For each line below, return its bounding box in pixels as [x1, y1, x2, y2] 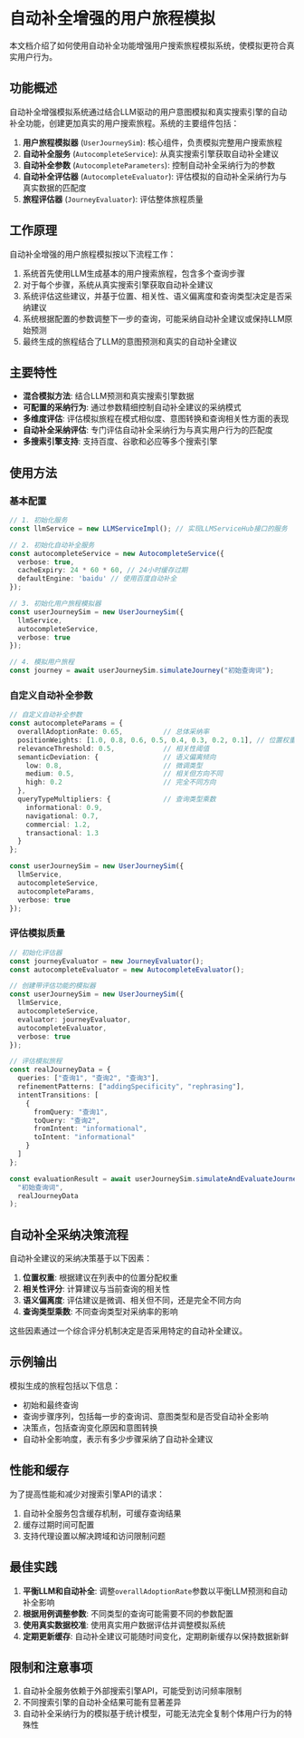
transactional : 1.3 [25, 828, 100, 837]
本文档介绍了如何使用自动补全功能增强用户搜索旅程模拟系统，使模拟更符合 [9, 40, 287, 51]
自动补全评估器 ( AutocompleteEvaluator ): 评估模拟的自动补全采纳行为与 [22, 171, 288, 181]
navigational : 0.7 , [25, 811, 100, 821]
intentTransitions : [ [17, 1090, 100, 1099]
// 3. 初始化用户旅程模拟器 [9, 600, 101, 609]
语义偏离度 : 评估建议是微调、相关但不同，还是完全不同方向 [22, 1294, 242, 1306]
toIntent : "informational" [33, 1133, 136, 1142]
